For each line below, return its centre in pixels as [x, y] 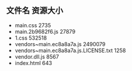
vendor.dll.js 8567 [37, 57]
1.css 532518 [31, 38]
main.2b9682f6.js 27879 [45, 31]
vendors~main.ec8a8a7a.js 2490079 [60, 44]
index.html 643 [33, 63]
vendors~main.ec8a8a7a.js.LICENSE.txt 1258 [70, 50]
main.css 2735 [33, 25]
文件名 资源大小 [35, 11]
